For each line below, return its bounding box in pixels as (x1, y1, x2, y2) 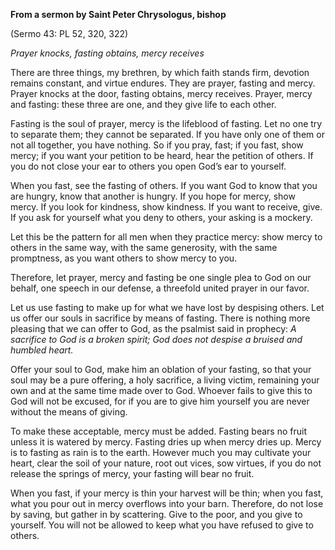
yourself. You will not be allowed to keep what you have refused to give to (10, 519, 314, 531)
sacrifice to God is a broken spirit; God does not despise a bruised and (10, 334, 303, 345)
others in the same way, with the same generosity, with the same (10, 242, 278, 253)
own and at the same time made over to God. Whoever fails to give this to (10, 385, 313, 396)
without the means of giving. (10, 406, 128, 418)
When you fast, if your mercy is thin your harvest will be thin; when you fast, (10, 487, 324, 499)
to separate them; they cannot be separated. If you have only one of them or (10, 129, 325, 140)
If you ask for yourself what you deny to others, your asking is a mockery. (10, 212, 313, 223)
